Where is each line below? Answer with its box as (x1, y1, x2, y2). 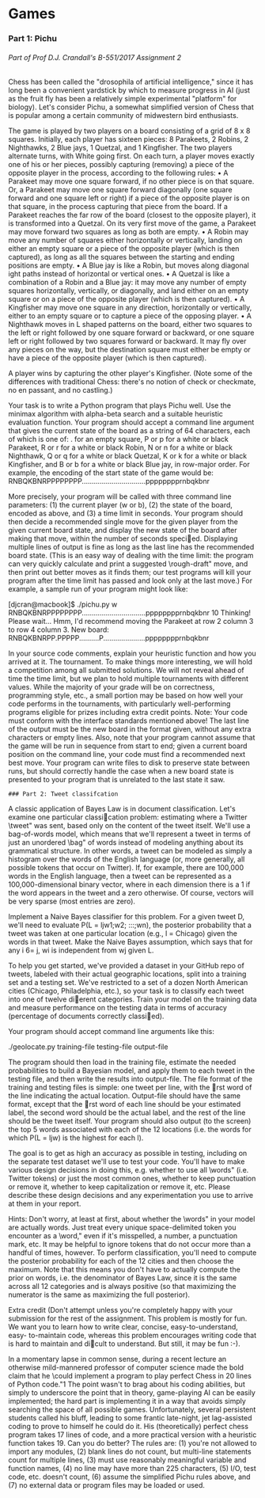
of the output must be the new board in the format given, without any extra (8, 724, 252, 734)
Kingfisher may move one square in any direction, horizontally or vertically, (8, 302, 252, 313)
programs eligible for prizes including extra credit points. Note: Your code (8, 708, 248, 717)
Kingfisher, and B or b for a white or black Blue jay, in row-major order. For (8, 460, 251, 470)
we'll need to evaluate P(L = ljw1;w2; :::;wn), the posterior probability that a (8, 920, 252, 930)
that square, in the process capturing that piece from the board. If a (8, 202, 228, 211)
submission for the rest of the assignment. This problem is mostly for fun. (8, 1314, 248, 1323)
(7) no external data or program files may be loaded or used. (8, 1481, 206, 1490)
